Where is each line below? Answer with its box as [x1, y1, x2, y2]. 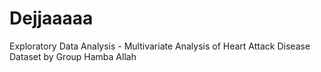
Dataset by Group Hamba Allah [9, 50, 137, 62]
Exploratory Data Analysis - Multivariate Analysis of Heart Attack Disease [9, 40, 311, 52]
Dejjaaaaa [9, 7, 94, 30]
